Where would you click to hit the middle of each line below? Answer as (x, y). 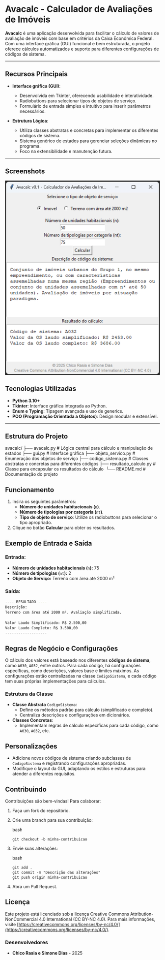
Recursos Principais (36, 74)
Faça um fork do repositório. (41, 811)
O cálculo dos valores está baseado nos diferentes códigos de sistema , (78, 660)
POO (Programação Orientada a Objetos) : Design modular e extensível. (85, 416)
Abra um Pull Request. (35, 886)
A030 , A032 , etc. (35, 731)
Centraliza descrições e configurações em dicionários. (75, 715)
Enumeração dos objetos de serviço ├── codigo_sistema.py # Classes (77, 459)
